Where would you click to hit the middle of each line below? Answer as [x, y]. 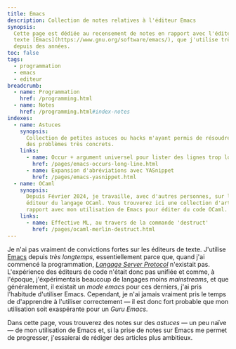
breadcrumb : [25, 86]
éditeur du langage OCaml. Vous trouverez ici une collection [119, 203]
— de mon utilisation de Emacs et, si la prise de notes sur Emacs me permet [117, 330]
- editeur [28, 79]
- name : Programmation [47, 92]
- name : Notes [34, 105]
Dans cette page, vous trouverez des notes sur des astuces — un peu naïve [117, 322]
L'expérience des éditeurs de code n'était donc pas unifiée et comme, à [111, 272]
